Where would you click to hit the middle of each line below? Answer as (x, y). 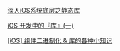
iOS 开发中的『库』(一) (41, 25)
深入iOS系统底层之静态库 (44, 10)
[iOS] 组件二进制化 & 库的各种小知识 (60, 40)
